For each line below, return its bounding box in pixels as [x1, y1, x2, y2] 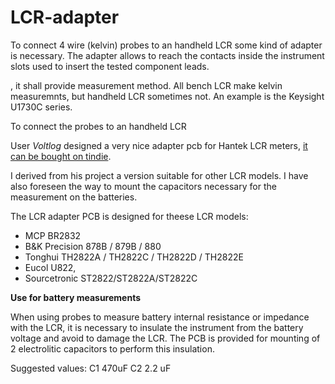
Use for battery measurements [10, 291, 142, 303]
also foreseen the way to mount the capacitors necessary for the [10, 180, 277, 192]
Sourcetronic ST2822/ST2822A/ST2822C [24, 272, 198, 284]
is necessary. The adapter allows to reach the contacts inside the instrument [10, 49, 325, 61]
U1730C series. [10, 101, 73, 113]
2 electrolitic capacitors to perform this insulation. [10, 342, 215, 355]
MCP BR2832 [24, 229, 82, 241]
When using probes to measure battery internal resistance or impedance [10, 311, 310, 323]
